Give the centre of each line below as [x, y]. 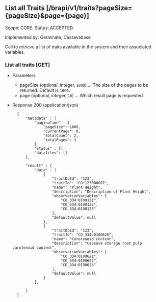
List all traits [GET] [27, 65]
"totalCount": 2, [61, 136]
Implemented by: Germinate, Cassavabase [48, 37]
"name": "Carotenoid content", [84, 239]
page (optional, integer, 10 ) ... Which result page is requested [81, 96]
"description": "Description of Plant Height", [101, 192]
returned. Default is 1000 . [45, 90]
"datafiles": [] [51, 153]
